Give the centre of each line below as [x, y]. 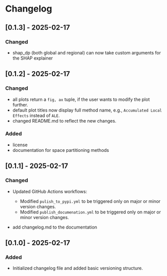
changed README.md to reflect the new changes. [64, 121]
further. [20, 104]
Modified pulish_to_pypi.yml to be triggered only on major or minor [90, 201]
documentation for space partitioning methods [61, 150]
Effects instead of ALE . [36, 115]
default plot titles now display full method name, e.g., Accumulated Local [87, 110]
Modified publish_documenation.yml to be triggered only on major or [90, 212]
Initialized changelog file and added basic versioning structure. [78, 268]
